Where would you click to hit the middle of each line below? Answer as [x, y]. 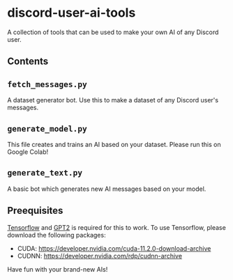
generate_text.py [45, 173]
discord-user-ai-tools [72, 13]
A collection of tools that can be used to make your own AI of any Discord [113, 32]
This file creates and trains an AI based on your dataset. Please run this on [114, 144]
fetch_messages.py [47, 84]
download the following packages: [57, 235]
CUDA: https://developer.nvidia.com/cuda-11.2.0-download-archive [114, 248]
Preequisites [35, 211]
